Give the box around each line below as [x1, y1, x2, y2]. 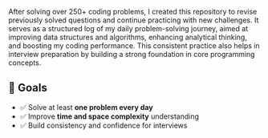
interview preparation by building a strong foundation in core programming [8, 50, 255, 59]
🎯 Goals [8, 81, 48, 95]
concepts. [8, 58, 42, 67]
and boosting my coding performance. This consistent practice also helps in [8, 41, 260, 51]
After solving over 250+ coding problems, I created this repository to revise [8, 7, 258, 16]
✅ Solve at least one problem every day [19, 102, 154, 112]
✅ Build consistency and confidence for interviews [19, 120, 188, 130]
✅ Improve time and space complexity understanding [19, 112, 199, 121]
